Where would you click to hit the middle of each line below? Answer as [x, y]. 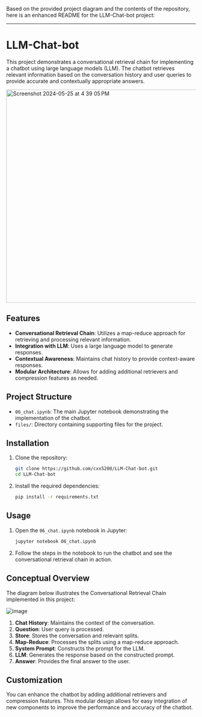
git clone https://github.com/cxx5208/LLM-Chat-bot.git [86, 469]
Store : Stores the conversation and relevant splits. [77, 636]
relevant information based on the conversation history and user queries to [99, 74]
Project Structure [39, 397]
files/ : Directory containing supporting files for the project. [89, 424]
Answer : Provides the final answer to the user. [72, 661]
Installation [28, 443]
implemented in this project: [41, 599]
